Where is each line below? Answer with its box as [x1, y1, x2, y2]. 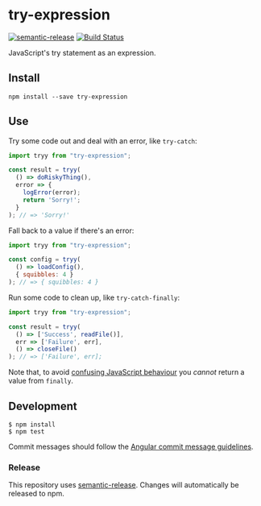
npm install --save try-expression [8, 93, 128, 101]
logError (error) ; [23, 189, 81, 197]
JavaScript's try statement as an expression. [8, 48, 156, 57]
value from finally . [8, 376, 74, 386]
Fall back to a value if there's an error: [8, 226, 135, 235]
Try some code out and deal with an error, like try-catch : [8, 135, 197, 146]
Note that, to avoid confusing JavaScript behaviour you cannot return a [8, 367, 245, 377]
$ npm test [8, 428, 45, 436]
